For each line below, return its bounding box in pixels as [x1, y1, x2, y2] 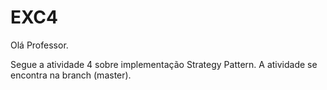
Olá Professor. [10, 39, 69, 51]
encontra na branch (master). [10, 69, 132, 81]
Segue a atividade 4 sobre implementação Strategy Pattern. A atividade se [10, 58, 318, 70]
